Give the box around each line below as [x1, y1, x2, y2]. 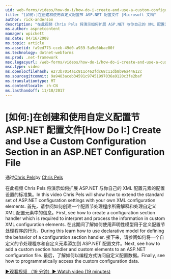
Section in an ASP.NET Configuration [5, 146, 165, 158]
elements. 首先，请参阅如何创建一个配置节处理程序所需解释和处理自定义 [5, 203, 157, 209]
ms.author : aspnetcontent [5, 26, 60, 32]
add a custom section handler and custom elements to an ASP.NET [5, 246, 146, 253]
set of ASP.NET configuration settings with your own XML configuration [5, 197, 156, 204]
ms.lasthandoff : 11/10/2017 [5, 88, 65, 93]
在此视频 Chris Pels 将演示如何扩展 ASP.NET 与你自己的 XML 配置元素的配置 [5, 185, 165, 191]
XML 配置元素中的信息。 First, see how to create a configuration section [5, 210, 155, 216]
